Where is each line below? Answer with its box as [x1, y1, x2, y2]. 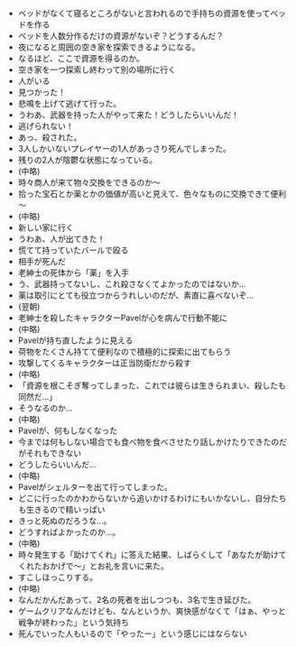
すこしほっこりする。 [17, 572, 97, 582]
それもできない [25, 448, 82, 458]
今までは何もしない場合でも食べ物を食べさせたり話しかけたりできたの [17, 437, 280, 447]
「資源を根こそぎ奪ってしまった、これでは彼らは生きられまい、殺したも [17, 380, 287, 391]
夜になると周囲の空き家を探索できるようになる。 [17, 42, 200, 52]
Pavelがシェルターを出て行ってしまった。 [17, 482, 173, 492]
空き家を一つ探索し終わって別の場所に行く [17, 64, 177, 75]
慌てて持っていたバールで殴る [17, 245, 129, 255]
